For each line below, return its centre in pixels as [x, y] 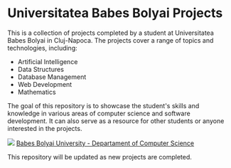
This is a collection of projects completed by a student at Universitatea [111, 33]
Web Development [45, 84]
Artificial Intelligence [48, 61]
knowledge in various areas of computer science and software [99, 113]
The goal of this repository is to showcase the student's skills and [103, 105]
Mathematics [37, 92]
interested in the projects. [45, 128]
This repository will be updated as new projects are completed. [100, 157]
